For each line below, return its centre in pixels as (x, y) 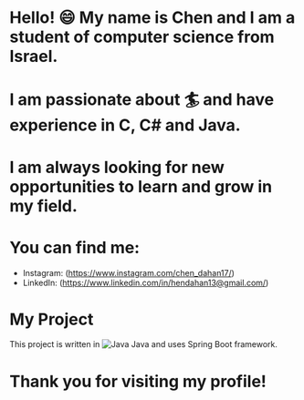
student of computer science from (142, 37)
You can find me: (74, 247)
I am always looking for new (117, 167)
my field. (43, 205)
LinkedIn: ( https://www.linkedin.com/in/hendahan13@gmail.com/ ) (146, 282)
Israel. (34, 56)
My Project (52, 319)
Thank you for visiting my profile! (138, 381)
